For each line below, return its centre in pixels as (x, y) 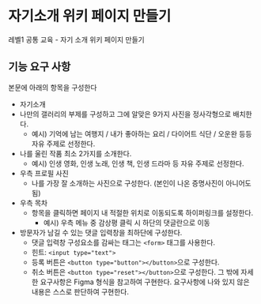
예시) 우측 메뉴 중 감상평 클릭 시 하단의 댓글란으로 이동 (127, 223)
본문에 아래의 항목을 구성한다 (53, 87)
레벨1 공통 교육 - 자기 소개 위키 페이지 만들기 (76, 39)
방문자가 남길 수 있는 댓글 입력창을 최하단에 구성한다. (101, 232)
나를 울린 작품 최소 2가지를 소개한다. (76, 153)
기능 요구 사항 (40, 67)
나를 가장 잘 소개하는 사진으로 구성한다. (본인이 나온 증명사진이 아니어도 (141, 183)
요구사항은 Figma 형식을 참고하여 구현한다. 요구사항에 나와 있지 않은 (145, 282)
